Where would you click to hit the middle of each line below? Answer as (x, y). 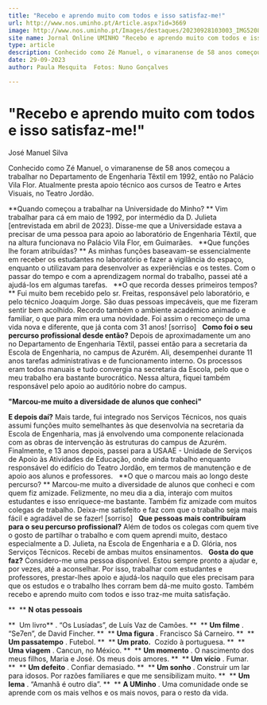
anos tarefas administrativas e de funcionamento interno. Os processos (125, 360)
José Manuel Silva (38, 153)
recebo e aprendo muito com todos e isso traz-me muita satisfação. (119, 594)
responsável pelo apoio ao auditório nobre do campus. (98, 385)
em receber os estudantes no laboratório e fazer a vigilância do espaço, (126, 259)
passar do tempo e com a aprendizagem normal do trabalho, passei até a (128, 276)
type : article (32, 45)
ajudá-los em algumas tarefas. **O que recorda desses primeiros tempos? (133, 285)
